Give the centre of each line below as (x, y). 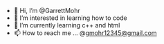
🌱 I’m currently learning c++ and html (67, 25)
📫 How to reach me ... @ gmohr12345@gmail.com (85, 33)
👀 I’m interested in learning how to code (71, 18)
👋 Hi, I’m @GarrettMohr (47, 11)
